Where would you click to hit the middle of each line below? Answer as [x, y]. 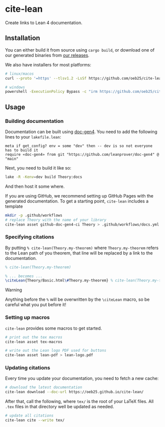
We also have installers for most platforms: [48, 64]
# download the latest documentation [44, 387]
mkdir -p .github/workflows [34, 215]
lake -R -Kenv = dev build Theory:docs [44, 177]
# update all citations [29, 416]
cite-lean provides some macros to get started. [54, 328]
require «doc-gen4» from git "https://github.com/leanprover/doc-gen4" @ [82, 154]
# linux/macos [20, 74]
